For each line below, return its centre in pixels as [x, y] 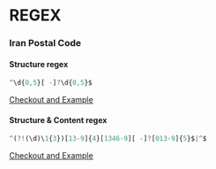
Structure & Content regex [58, 119]
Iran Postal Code [45, 43]
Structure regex [39, 64]
